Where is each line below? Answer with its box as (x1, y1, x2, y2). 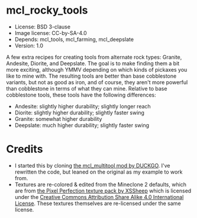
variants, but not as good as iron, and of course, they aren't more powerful (6, 78, 188, 86)
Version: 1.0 (14, 42, 43, 49)
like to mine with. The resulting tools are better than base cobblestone (6, 72, 177, 79)
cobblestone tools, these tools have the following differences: (6, 91, 157, 98)
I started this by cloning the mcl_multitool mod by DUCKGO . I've (14, 162, 170, 169)
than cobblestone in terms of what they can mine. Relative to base (6, 85, 167, 92)
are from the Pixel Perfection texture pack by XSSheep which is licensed (14, 187, 192, 194)
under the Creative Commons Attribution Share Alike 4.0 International (14, 193, 184, 200)
